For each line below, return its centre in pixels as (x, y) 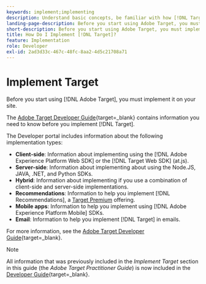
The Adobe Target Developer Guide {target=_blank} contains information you (103, 118)
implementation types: (35, 142)
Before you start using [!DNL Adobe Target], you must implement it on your (101, 99)
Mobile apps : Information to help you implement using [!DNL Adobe (101, 206)
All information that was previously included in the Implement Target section (102, 261)
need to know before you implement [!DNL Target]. (71, 124)
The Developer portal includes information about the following (85, 136)
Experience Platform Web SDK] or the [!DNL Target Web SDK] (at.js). (102, 160)
